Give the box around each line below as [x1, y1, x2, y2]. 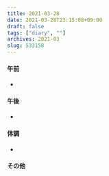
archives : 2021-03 [7, 36, 60, 43]
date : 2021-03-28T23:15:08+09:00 [7, 17, 103, 23]
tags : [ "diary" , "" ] [7, 29, 66, 37]
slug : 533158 [7, 42, 45, 49]
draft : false [7, 23, 45, 30]
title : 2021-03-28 [7, 10, 60, 17]
